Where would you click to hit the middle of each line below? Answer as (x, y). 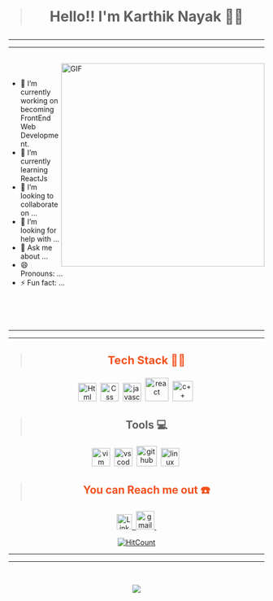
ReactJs (34, 179)
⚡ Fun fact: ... (42, 283)
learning (34, 170)
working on (39, 101)
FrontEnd (35, 118)
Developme (39, 135)
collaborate (39, 205)
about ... (34, 256)
